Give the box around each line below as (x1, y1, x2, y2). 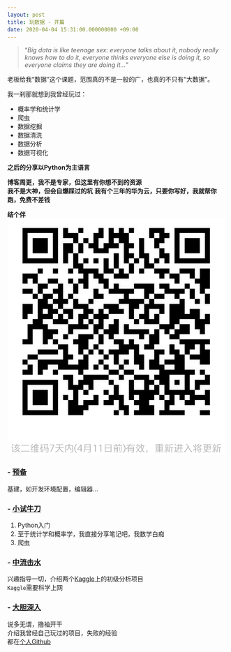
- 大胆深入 (7, 602, 41, 612)
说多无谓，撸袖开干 (7, 620, 63, 628)
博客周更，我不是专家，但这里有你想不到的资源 (7, 178, 142, 186)
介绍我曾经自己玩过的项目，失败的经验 (7, 628, 117, 637)
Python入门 (17, 521, 51, 529)
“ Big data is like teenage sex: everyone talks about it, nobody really (24, 46, 219, 54)
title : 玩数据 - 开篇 (7, 18, 65, 26)
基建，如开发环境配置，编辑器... (7, 484, 99, 493)
